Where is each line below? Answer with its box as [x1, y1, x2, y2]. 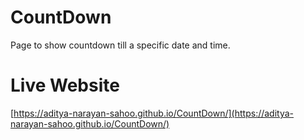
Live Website [10, 74, 120, 97]
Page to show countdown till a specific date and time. [10, 39, 231, 51]
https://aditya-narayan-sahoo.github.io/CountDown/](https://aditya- [13, 107, 295, 119]
